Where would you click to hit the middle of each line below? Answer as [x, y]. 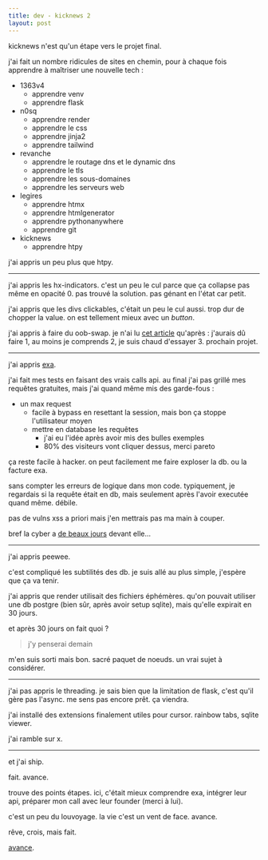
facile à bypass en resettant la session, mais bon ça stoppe [129, 412]
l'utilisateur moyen [62, 421]
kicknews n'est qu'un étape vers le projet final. [85, 46]
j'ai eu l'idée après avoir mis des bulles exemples [124, 438]
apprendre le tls [57, 170]
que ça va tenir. [34, 581]
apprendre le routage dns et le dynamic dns [103, 161]
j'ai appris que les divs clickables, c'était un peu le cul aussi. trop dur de [126, 309]
